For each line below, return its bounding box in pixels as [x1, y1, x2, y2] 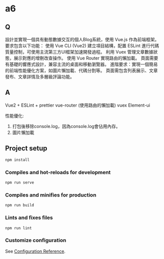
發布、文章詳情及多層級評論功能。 [5, 74, 75, 79]
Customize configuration [5, 237, 67, 244]
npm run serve [5, 180, 35, 185]
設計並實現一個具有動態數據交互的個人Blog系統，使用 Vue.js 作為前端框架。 [5, 37, 160, 42]
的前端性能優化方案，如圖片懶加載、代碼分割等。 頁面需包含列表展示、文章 [5, 67, 158, 73]
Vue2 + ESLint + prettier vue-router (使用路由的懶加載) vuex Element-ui [5, 102, 151, 108]
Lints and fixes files [5, 214, 53, 221]
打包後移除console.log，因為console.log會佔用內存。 [12, 123, 121, 129]
